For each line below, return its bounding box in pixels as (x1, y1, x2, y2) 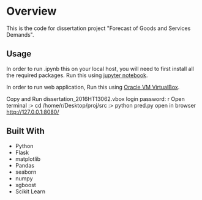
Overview (6, 4, 57, 18)
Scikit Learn (15, 188, 46, 195)
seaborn (15, 168, 37, 176)
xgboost (15, 181, 37, 188)
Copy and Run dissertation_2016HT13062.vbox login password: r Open (6, 95, 185, 102)
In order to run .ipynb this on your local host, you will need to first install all (6, 65, 194, 72)
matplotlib (15, 155, 41, 163)
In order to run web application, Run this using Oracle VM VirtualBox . (6, 83, 180, 91)
